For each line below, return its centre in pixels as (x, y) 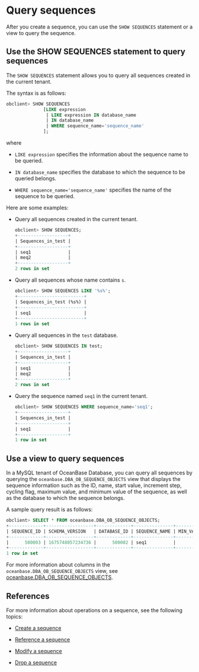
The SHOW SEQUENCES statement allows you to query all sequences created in (98, 75)
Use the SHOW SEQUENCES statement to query (96, 52)
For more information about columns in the (58, 565)
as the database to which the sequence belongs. (65, 498)
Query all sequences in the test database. (66, 335)
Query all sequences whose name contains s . (70, 280)
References (28, 596)
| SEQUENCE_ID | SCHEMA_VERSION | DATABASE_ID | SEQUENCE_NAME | (91, 531)
